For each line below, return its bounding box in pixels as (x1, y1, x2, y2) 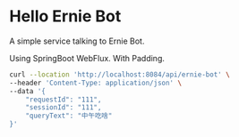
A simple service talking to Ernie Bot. (9, 36, 145, 46)
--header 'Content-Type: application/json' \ (9, 78, 182, 87)
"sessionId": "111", (25, 103, 102, 112)
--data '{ (9, 86, 47, 95)
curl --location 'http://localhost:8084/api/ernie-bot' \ (9, 69, 230, 79)
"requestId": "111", (25, 95, 102, 104)
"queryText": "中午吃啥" (25, 111, 113, 121)
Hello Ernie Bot (9, 6, 122, 27)
